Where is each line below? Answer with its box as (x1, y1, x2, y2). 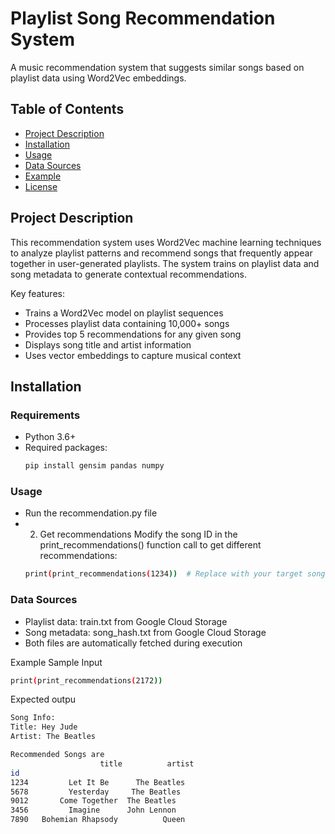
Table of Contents (10, 101, 125, 118)
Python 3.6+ (24, 431, 77, 443)
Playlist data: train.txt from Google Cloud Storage (24, 615, 228, 627)
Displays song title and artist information (24, 338, 192, 351)
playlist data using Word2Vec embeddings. (10, 72, 187, 84)
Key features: (10, 287, 65, 299)
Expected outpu (10, 693, 77, 706)
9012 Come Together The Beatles (10, 796, 177, 806)
